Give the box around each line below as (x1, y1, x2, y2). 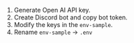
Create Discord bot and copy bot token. (13, 13, 128, 21)
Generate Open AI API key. (13, 6, 91, 14)
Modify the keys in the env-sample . (13, 21, 113, 28)
